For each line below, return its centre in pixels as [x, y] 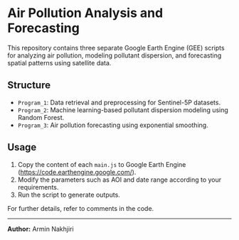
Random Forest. [41, 117]
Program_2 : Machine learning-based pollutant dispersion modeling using [123, 110]
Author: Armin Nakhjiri [41, 229]
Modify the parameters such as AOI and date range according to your [119, 180]
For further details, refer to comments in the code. [81, 208]
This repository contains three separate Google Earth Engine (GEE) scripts [116, 48]
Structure [29, 86]
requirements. [38, 187]
